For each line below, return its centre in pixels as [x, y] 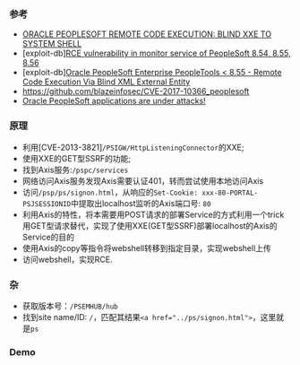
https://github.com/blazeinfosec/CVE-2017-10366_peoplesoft [136, 91]
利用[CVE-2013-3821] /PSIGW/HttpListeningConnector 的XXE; [133, 147]
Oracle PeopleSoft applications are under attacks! [114, 101]
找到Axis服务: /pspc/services [75, 169]
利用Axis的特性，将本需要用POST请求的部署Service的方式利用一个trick [153, 214]
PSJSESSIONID [47, 204]
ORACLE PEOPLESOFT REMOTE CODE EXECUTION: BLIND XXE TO [146, 34]
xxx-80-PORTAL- [229, 193]
